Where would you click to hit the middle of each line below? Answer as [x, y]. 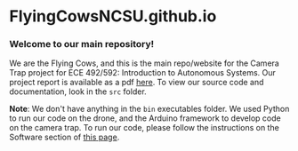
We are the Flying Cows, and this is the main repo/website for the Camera [145, 63]
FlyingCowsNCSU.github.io [113, 16]
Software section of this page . [64, 137]
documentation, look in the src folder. [78, 91]
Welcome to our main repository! [82, 44]
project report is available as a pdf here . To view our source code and [137, 83]
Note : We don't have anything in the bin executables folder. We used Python [149, 109]
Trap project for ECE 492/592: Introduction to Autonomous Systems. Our [142, 73]
